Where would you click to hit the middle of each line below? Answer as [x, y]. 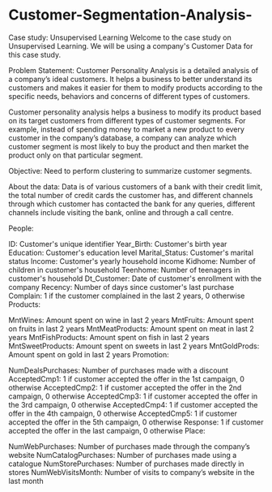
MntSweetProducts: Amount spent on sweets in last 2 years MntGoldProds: [134, 346]
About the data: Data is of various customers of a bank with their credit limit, [136, 186]
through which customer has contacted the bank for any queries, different [132, 204]
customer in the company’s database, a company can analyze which [123, 138]
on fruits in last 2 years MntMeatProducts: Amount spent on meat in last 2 [132, 328]
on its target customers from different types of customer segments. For [127, 120]
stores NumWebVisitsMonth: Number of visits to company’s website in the [132, 472]
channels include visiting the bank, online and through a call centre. [121, 212]
